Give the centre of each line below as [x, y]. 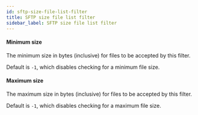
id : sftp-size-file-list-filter [47, 12]
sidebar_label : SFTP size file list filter [62, 23]
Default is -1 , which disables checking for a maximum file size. [84, 105]
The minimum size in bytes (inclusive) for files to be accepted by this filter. [98, 55]
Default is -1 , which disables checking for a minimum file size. [83, 67]
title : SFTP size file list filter [51, 17]
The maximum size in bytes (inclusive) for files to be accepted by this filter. [99, 94]
